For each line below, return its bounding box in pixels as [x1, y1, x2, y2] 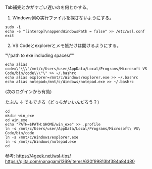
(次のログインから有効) [5, 88, 52, 94]
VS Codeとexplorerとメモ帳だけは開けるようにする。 [12, 42, 121, 48]
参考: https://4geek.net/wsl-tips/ [5, 153, 71, 159]
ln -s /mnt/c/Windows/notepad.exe [5, 139, 77, 144]
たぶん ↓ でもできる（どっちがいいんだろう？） [5, 99, 102, 105]
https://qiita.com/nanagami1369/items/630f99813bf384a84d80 [5, 159, 135, 164]
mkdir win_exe [5, 113, 35, 118]
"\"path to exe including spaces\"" [5, 52, 74, 58]
